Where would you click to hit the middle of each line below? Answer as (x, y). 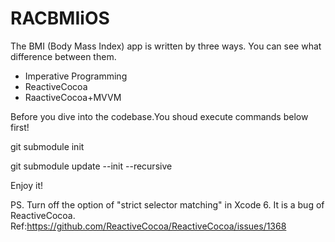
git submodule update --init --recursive (91, 166)
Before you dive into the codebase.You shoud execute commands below (159, 116)
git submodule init (47, 146)
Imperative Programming (76, 76)
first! (20, 127)
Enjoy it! (27, 185)
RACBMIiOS (60, 18)
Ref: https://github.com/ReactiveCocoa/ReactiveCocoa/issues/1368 (148, 226)
